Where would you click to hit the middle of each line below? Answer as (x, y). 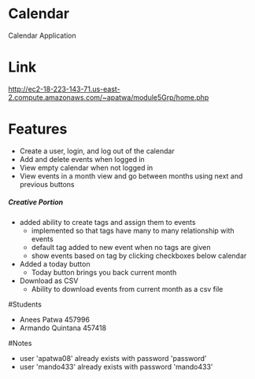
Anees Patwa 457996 (55, 319)
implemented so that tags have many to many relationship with (133, 230)
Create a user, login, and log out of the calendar (97, 151)
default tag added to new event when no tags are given (121, 247)
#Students (25, 304)
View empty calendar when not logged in (86, 167)
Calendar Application (42, 35)
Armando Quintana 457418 (63, 328)
